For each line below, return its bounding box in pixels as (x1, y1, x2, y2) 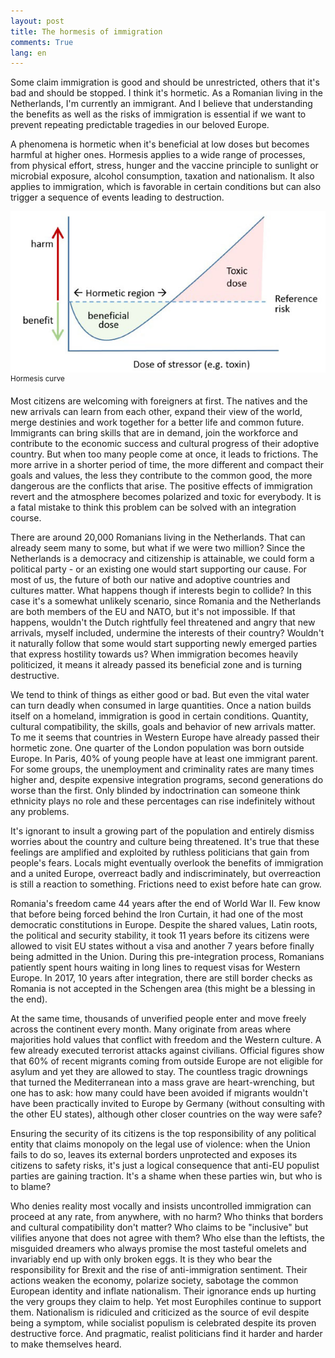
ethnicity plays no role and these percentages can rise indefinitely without (10, 795, 315, 807)
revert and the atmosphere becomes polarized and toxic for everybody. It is (10, 490, 322, 502)
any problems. (10, 805, 70, 817)
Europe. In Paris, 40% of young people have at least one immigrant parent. (10, 752, 318, 764)
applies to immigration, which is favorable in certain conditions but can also (10, 181, 322, 193)
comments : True (10, 37, 74, 47)
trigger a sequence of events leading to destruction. (10, 191, 225, 204)
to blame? (10, 1180, 52, 1192)
